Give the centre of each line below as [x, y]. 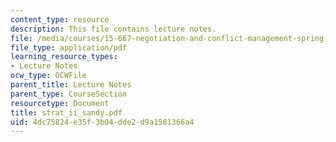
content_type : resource [60, 19]
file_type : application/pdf [69, 47]
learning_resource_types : [64, 57]
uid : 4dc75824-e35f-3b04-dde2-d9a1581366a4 [102, 122]
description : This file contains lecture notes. [113, 29]
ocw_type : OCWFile [48, 76]
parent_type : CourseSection [69, 94]
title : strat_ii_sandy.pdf [66, 112]
